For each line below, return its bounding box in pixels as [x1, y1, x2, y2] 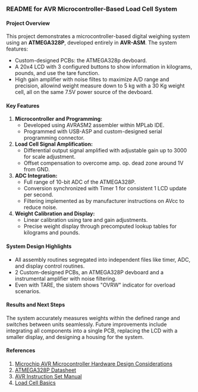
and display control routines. [14, 262, 85, 269]
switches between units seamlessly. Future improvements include [6, 321, 167, 328]
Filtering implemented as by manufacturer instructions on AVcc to [23, 197, 184, 205]
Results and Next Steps [6, 301, 65, 308]
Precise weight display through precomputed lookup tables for [23, 222, 177, 230]
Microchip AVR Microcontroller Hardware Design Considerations [14, 360, 172, 367]
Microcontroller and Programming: [14, 115, 103, 123]
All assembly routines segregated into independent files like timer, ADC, [14, 256, 191, 263]
